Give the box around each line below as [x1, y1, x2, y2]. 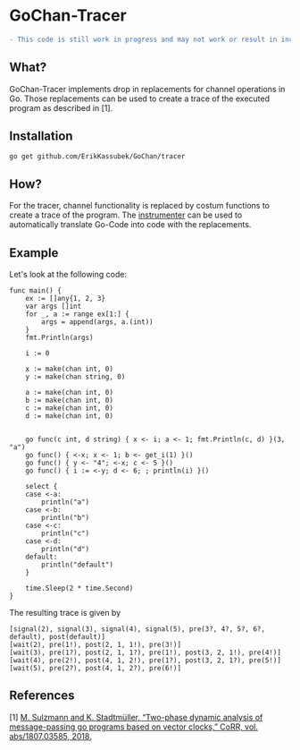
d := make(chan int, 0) [25, 412, 114, 421]
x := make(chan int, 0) [25, 364, 114, 374]
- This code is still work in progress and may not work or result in [9, 35, 278, 44]
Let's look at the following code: [9, 269, 128, 280]
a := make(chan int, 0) [25, 388, 114, 397]
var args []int [25, 302, 82, 311]
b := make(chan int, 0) [25, 396, 114, 405]
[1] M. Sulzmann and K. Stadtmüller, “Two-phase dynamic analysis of [9, 712, 263, 722]
